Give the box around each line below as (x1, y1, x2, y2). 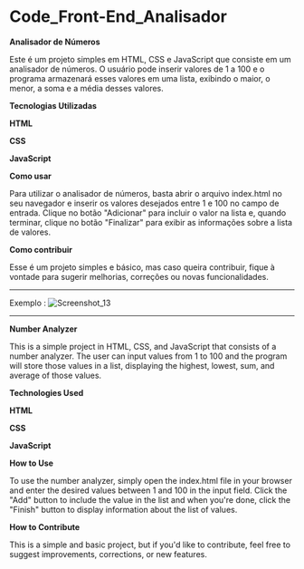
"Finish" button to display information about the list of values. (9, 504, 238, 515)
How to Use (9, 458, 54, 468)
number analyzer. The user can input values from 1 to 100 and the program (9, 351, 288, 362)
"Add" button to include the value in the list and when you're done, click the (9, 494, 291, 505)
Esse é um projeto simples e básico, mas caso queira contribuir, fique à (9, 261, 276, 273)
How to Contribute (9, 521, 81, 532)
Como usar (9, 170, 52, 181)
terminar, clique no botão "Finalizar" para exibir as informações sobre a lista (9, 217, 292, 227)
